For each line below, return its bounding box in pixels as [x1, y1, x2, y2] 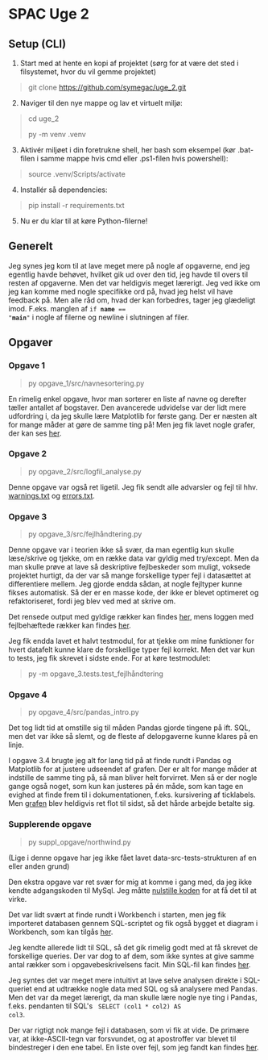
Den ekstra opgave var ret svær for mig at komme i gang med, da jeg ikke [8, 877, 253, 887]
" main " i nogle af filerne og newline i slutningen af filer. [8, 312, 190, 322]
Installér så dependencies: [19, 185, 108, 194]
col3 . [8, 1009, 26, 1019]
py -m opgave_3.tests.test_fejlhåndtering [27, 669, 163, 678]
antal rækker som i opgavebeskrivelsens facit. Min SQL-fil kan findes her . [8, 959, 251, 969]
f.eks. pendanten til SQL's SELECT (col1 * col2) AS [8, 1001, 182, 1011]
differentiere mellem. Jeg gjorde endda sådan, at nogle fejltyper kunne [8, 579, 243, 589]
